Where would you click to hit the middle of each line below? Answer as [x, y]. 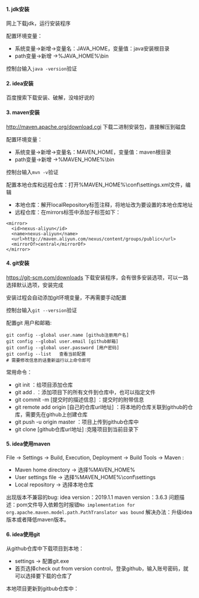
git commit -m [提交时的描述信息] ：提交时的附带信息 [79, 399]
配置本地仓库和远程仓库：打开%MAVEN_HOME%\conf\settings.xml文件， [96, 185]
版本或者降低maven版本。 [38, 520]
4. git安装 [18, 263]
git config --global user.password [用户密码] [63, 347]
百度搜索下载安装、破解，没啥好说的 [50, 97]
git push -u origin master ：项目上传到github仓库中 [77, 422]
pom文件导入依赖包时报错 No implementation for [76, 505]
